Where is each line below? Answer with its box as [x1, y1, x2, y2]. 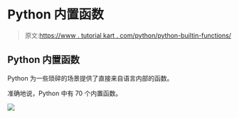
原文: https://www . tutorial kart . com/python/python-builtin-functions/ [24, 31, 232, 40]
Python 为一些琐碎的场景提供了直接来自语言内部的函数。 [7, 73, 174, 82]
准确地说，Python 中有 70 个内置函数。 [7, 89, 122, 98]
